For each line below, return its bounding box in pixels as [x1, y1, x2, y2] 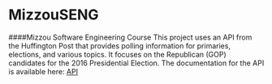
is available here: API [8, 66, 79, 76]
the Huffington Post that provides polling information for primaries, [8, 40, 231, 50]
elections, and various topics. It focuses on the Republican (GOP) [8, 49, 227, 59]
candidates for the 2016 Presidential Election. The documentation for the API [8, 58, 265, 68]
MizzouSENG [8, 6, 99, 24]
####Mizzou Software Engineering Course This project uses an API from [8, 32, 253, 42]
